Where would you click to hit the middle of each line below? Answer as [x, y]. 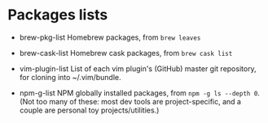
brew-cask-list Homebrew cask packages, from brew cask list [126, 53]
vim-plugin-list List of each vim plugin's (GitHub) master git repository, [138, 68]
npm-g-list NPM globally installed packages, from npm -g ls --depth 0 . [139, 93]
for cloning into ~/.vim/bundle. [70, 77]
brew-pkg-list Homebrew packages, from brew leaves [110, 37]
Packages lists [58, 15]
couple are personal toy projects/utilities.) [89, 110]
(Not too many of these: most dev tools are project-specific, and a [130, 101]
